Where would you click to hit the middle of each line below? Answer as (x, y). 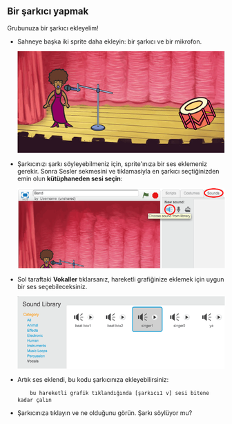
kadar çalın (34, 400)
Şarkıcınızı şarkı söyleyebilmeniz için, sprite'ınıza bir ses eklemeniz (112, 164)
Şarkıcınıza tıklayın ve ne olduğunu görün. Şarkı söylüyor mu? (105, 413)
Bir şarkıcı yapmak (48, 11)
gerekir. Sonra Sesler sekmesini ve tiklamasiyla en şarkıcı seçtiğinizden (118, 171)
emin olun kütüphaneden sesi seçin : (70, 178)
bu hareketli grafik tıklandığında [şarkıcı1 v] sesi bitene (119, 394)
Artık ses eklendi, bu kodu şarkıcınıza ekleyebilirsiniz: (93, 380)
